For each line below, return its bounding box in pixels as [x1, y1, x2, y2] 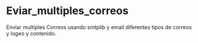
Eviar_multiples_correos [6, 4, 129, 18]
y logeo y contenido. [6, 29, 56, 37]
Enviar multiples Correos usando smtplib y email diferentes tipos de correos [6, 24, 192, 31]
